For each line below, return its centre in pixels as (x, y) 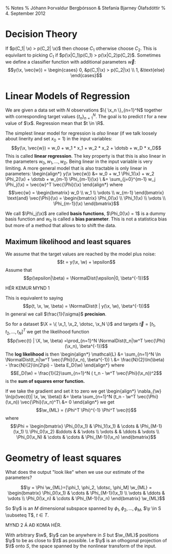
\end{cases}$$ (86, 75)
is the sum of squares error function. (45, 381)
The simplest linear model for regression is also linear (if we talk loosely (81, 133)
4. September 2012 (25, 13)
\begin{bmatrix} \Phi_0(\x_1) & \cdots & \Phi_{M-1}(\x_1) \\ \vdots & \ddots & (86, 493)
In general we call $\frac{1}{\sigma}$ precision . (56, 314)
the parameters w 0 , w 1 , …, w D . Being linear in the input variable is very (79, 162)
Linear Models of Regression (68, 96)
